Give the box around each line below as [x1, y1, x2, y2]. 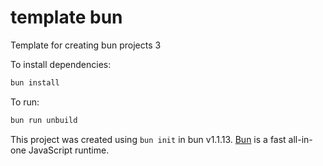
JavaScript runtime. [28, 144, 110, 156]
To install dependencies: [10, 58, 112, 70]
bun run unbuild [10, 115, 78, 125]
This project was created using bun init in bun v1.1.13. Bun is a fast [10, 133, 287, 145]
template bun [10, 6, 123, 29]
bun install [10, 77, 60, 88]
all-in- [288, 133, 313, 145]
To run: [10, 96, 40, 108]
